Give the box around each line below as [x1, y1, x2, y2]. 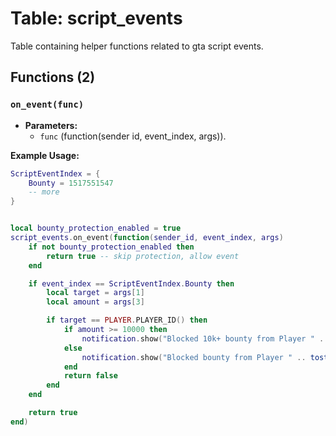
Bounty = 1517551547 [28, 178, 114, 188]
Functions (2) [10, 69, 96, 86]
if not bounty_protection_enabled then [28, 242, 195, 252]
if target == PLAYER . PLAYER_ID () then [46, 315, 208, 326]
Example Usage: [10, 149, 80, 161]
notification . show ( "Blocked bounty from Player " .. [81, 352, 307, 362]
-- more [28, 187, 60, 197]
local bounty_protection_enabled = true [10, 223, 182, 234]
